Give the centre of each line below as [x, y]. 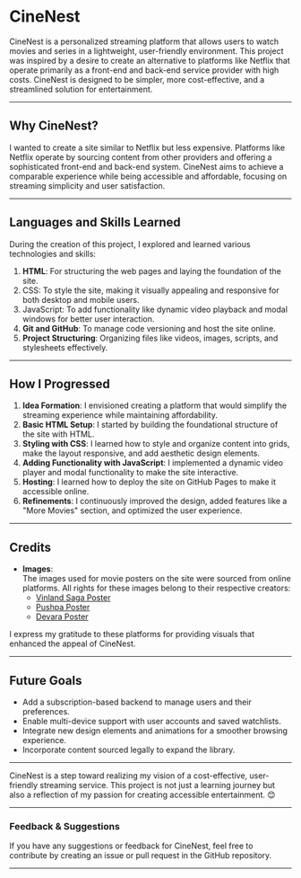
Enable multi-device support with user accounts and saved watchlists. [152, 721]
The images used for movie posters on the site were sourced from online [156, 579]
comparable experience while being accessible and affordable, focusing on [148, 176]
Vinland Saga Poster [73, 598]
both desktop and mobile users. [81, 299]
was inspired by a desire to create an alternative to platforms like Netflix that [150, 60]
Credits [30, 547]
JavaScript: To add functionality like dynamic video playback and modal [155, 309]
